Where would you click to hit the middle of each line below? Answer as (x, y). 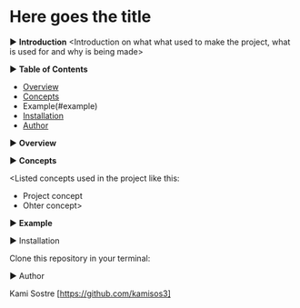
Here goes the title (80, 17)
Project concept (53, 195)
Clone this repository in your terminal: (80, 258)
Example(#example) (60, 105)
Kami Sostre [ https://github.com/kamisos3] (90, 293)
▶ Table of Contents (49, 69)
